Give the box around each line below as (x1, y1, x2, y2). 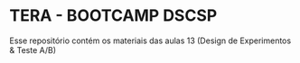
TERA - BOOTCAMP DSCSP (9, 5, 218, 26)
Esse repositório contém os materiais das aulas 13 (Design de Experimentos (9, 35, 292, 46)
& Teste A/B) (9, 44, 57, 55)
